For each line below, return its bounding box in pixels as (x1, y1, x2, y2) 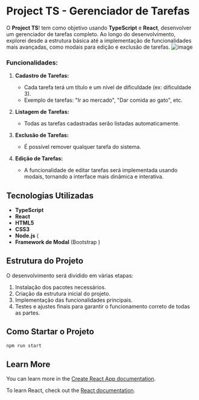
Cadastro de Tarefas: (14, 72, 69, 80)
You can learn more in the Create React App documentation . (6, 375, 156, 383)
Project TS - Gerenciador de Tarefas (6, 4, 190, 18)
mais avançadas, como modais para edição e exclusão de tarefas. (6, 43, 171, 51)
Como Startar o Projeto (6, 327, 95, 337)
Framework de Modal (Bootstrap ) (14, 239, 101, 246)
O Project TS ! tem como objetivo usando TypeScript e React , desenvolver (6, 24, 192, 31)
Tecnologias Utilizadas (6, 190, 94, 201)
